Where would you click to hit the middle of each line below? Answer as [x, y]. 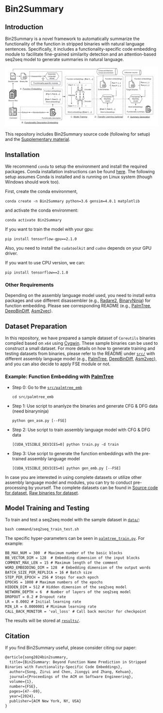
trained [19, 458]
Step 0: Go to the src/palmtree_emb [47, 387]
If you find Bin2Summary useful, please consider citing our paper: [71, 648]
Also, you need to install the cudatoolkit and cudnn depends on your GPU [78, 248]
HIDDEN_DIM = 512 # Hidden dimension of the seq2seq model [66, 587]
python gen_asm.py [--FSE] [39, 420]
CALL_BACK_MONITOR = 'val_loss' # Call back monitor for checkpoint [76, 612]
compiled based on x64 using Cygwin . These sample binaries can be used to [81, 343]
